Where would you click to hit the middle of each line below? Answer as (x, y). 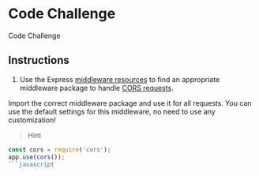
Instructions (39, 60)
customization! (32, 120)
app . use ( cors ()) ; (37, 157)
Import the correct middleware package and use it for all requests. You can (130, 103)
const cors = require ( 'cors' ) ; (60, 150)
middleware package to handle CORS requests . (96, 88)
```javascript (32, 164)
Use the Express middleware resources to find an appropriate (120, 79)
